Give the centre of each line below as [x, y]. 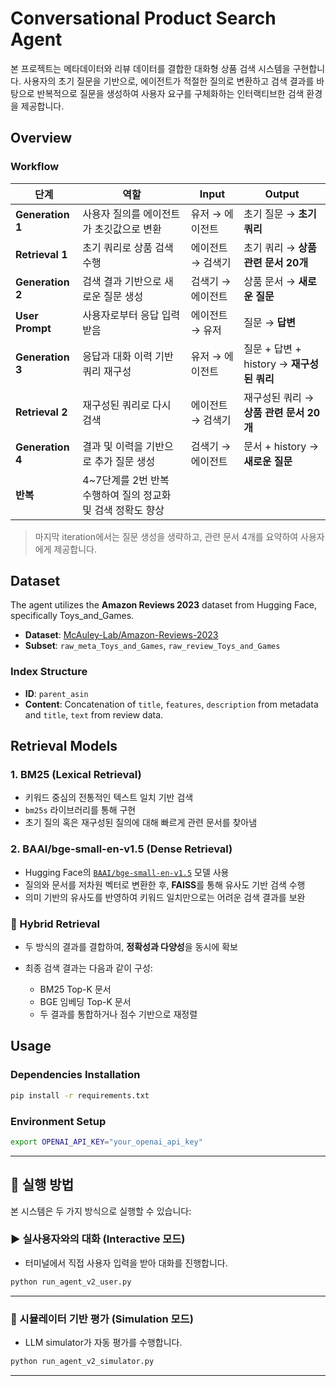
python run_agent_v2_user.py [71, 1282]
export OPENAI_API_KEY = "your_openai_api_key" [106, 1142]
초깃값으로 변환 [128, 229]
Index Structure [49, 672]
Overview [41, 138]
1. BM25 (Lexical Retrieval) [76, 775]
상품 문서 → [269, 281]
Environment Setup [58, 1121]
